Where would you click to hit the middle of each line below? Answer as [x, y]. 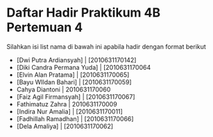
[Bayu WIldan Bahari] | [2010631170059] [74, 82]
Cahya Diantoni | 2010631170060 [63, 89]
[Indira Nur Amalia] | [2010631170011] [69, 111]
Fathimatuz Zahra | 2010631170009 [67, 104]
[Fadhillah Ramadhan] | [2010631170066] [75, 118]
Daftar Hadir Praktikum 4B [84, 13]
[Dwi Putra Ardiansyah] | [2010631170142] [76, 60]
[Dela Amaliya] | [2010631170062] [65, 126]
